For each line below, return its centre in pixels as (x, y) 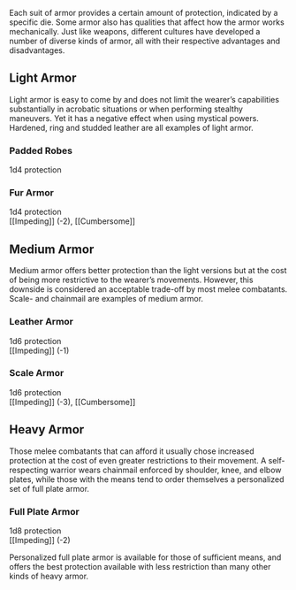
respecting (29, 470)
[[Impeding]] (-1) (39, 350)
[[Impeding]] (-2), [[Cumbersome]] (72, 221)
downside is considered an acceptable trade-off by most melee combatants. (148, 289)
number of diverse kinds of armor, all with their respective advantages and (145, 41)
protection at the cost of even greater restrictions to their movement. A (138, 460)
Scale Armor (37, 373)
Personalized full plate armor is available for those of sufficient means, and (145, 557)
